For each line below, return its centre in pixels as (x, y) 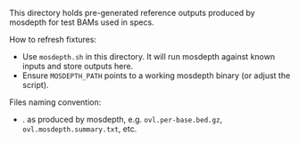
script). (35, 85)
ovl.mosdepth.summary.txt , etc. (79, 129)
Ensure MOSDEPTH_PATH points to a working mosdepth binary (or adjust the (156, 75)
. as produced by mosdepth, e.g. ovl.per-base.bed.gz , (122, 119)
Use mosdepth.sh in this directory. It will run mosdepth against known (148, 56)
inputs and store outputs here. (78, 66)
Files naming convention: (55, 102)
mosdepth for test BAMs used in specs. (82, 22)
